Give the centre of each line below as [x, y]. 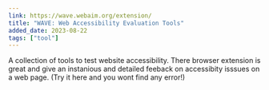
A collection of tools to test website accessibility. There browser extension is [134, 61]
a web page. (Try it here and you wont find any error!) [97, 77]
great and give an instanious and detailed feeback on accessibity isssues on [134, 69]
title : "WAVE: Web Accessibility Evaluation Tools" [96, 23]
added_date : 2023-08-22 [48, 30]
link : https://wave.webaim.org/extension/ [80, 16]
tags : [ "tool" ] [34, 38]
